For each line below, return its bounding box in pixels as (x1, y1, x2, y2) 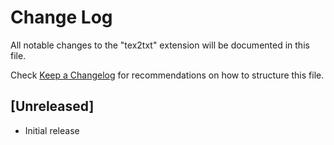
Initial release (24, 124, 80, 136)
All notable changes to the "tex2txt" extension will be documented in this (10, 39, 310, 51)
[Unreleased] (10, 98, 95, 115)
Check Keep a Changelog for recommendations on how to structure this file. (10, 69, 325, 81)
